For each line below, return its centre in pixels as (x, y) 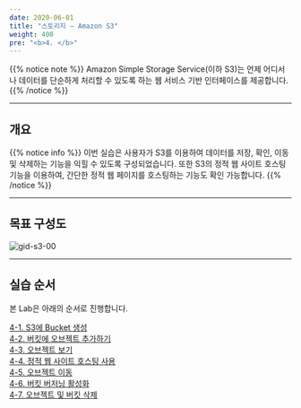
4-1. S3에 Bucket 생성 (48, 327)
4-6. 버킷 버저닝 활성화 (49, 383)
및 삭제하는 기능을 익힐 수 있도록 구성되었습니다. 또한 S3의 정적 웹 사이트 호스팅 (148, 164)
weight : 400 (31, 34)
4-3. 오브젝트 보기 (41, 350)
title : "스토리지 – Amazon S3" (64, 26)
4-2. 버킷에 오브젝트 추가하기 (60, 338)
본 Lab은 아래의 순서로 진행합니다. (69, 308)
